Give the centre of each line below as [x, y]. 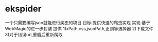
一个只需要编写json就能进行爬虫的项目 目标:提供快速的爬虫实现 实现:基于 [78, 22]
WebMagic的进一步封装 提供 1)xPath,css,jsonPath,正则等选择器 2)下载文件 [79, 28]
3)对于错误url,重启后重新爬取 [34, 34]
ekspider [23, 9]
